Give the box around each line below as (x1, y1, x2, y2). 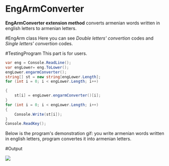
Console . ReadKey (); (5, 121, 47, 126)
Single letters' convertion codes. (5, 40, 73, 46)
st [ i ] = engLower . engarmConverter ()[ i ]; (14, 93, 101, 98)
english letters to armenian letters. (5, 25, 77, 31)
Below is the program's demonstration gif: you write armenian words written (5, 130, 164, 137)
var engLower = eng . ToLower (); (5, 64, 70, 70)
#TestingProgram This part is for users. (5, 50, 87, 56)
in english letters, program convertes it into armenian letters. (5, 136, 132, 142)
